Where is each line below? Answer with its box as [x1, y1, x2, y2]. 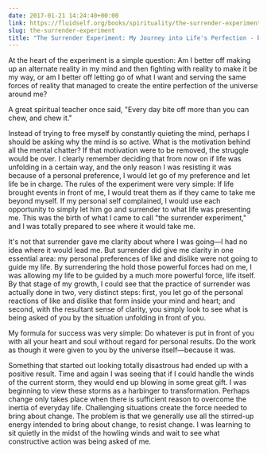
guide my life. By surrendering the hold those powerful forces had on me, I [8, 262, 253, 272]
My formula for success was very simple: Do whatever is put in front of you [8, 328, 254, 338]
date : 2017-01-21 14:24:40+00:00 [8, 11, 119, 20]
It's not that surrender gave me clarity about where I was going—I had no [8, 237, 248, 246]
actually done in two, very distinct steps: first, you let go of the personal [8, 288, 244, 297]
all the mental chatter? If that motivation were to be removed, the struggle [8, 146, 249, 155]
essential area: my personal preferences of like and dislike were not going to [8, 254, 258, 263]
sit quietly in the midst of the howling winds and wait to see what [8, 429, 220, 438]
